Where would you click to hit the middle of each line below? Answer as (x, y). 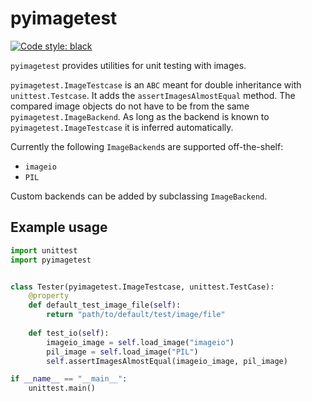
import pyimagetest (51, 260)
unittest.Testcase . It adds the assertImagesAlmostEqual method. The (153, 95)
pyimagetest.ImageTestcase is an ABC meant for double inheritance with (156, 84)
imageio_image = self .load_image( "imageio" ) (140, 342)
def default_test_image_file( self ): (105, 305)
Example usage (59, 227)
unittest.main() (62, 388)
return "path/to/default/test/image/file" (136, 315)
